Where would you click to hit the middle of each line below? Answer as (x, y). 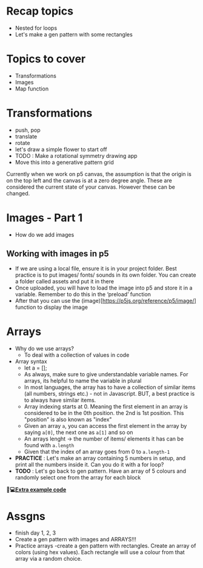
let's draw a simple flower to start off (61, 149)
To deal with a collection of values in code (77, 355)
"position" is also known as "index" (68, 419)
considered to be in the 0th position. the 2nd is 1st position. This (104, 413)
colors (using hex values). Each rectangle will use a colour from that (100, 552)
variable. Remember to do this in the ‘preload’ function (83, 294)
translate (26, 136)
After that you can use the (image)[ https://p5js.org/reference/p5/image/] (106, 300)
